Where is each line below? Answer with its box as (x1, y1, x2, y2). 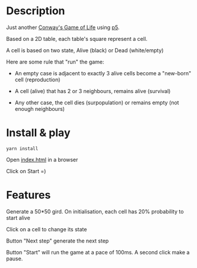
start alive (6, 214, 31, 221)
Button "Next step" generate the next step (6, 237, 109, 244)
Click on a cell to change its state (6, 225, 87, 232)
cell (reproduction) (14, 76, 61, 83)
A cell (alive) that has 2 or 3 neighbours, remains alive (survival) (14, 87, 171, 94)
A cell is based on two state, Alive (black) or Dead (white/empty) (6, 46, 164, 54)
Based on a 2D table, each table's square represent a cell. (6, 35, 148, 42)
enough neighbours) (14, 105, 65, 112)
